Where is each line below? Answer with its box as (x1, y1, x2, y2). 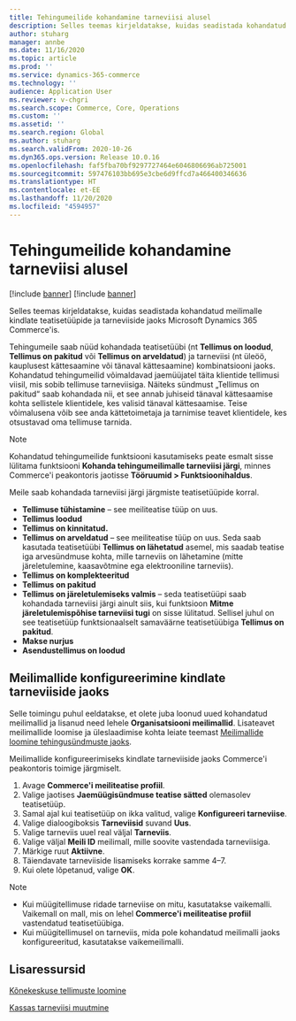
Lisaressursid (9, 962, 86, 977)
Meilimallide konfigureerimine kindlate (9, 671, 226, 686)
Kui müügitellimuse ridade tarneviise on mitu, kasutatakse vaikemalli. (21, 899, 272, 910)
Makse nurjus (21, 635, 74, 646)
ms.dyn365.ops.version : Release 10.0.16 (9, 152, 161, 162)
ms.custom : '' (9, 111, 62, 120)
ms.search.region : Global (9, 128, 104, 137)
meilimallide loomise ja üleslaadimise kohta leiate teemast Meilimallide (9, 726, 264, 737)
